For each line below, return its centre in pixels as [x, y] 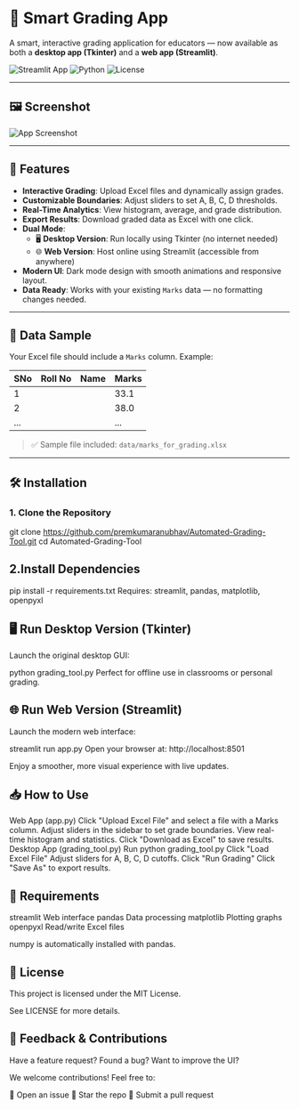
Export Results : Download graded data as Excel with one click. [137, 219]
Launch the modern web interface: [73, 731]
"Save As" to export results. [60, 868]
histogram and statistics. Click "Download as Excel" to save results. [150, 839]
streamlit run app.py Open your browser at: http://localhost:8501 [127, 749]
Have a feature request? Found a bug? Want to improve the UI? [125, 1060]
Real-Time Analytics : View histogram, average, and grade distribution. [152, 209]
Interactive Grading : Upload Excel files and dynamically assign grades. [153, 190]
